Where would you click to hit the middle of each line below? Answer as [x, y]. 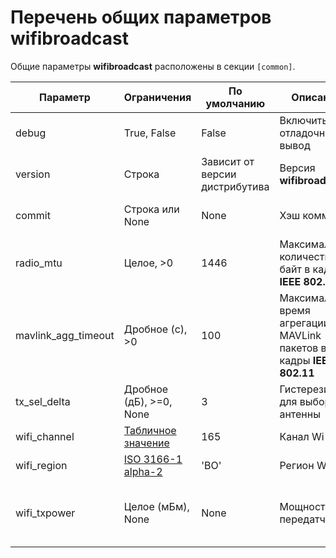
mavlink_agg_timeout [65, 335]
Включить [303, 120]
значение [146, 443]
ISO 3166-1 [153, 459]
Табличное [150, 430]
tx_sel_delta [43, 401]
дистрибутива [235, 186]
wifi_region [41, 465]
